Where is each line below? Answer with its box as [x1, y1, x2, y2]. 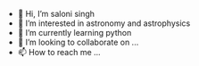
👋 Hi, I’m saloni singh [17, 9, 95, 19]
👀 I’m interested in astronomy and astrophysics [17, 18, 191, 29]
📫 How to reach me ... [17, 47, 101, 57]
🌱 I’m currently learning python [17, 28, 132, 37]
